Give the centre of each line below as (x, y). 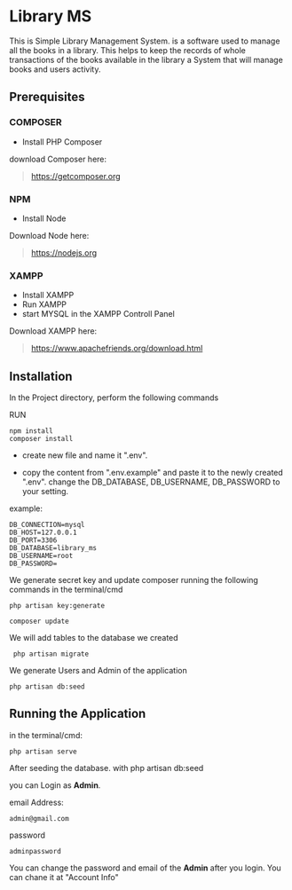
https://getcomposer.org (76, 176)
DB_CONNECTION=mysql (47, 525)
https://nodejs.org (64, 252)
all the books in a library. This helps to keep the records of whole (127, 50)
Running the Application (78, 714)
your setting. (45, 492)
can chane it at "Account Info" (64, 877)
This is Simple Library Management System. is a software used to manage (145, 41)
